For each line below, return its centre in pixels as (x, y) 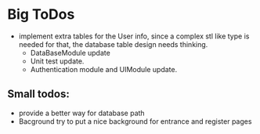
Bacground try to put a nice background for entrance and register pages (135, 121)
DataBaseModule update (70, 53)
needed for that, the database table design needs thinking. (113, 44)
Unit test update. (57, 61)
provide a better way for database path (82, 113)
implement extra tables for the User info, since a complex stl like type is (134, 36)
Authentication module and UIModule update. (104, 69)
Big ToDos (41, 14)
